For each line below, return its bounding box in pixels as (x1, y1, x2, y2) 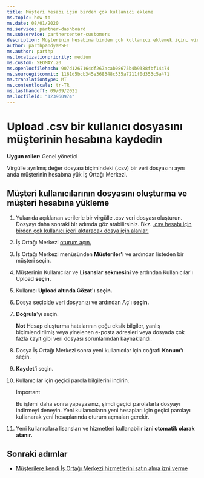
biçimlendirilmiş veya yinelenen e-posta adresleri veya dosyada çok (15, 328, 185, 335)
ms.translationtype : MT (7, 76, 67, 82)
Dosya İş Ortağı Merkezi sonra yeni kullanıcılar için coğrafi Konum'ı (15, 346, 184, 354)
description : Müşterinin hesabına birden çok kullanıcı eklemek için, (7, 37, 189, 43)
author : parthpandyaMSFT (7, 43, 70, 49)
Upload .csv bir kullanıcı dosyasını (7, 119, 183, 133)
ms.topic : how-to (7, 15, 51, 21)
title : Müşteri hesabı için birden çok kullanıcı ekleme (7, 8, 154, 15)
